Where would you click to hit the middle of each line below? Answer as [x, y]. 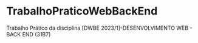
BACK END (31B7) [29, 34]
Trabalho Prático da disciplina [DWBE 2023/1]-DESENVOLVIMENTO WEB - [99, 28]
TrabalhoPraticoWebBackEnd [82, 11]
